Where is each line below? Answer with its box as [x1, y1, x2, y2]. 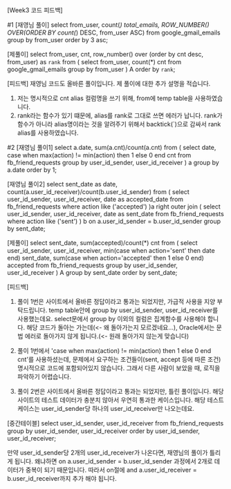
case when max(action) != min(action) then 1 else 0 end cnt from [7, 151, 192, 159]
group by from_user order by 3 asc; [7, 36, 109, 44]
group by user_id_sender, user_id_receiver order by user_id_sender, [7, 427, 201, 435]
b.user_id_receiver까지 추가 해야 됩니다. [7, 474, 117, 482]
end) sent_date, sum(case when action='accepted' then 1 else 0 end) [7, 254, 204, 262]
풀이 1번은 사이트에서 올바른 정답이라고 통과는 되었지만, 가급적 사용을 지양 [17, 298, 216, 305]
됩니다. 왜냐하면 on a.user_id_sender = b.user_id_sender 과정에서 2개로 [14, 457, 213, 465]
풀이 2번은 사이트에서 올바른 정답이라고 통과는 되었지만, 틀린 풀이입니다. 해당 [17, 387, 224, 395]
